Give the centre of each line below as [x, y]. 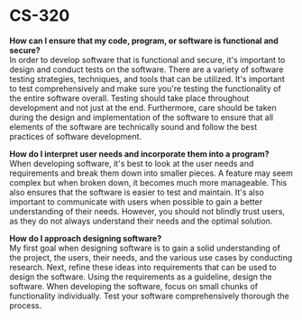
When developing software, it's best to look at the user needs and [132, 163]
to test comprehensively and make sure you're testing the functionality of [145, 88]
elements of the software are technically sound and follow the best [133, 126]
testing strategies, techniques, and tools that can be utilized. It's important [147, 78]
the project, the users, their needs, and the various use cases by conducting [151, 257]
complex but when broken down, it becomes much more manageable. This [148, 182]
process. [26, 305]
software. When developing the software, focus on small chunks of [134, 286]
